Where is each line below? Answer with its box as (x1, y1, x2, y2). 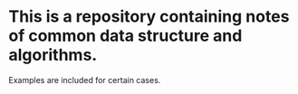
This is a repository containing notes (8, 6, 290, 27)
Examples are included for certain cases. (8, 74, 161, 85)
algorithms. (8, 45, 98, 65)
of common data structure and (8, 25, 243, 46)
